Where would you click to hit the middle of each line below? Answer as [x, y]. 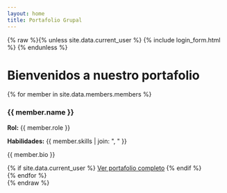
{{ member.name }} [41, 112]
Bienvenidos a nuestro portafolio [103, 75]
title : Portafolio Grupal [44, 20]
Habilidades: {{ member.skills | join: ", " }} [67, 141]
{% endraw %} [28, 183]
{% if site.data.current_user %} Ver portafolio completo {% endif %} [104, 168]
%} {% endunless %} [37, 47]
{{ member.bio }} [31, 154]
